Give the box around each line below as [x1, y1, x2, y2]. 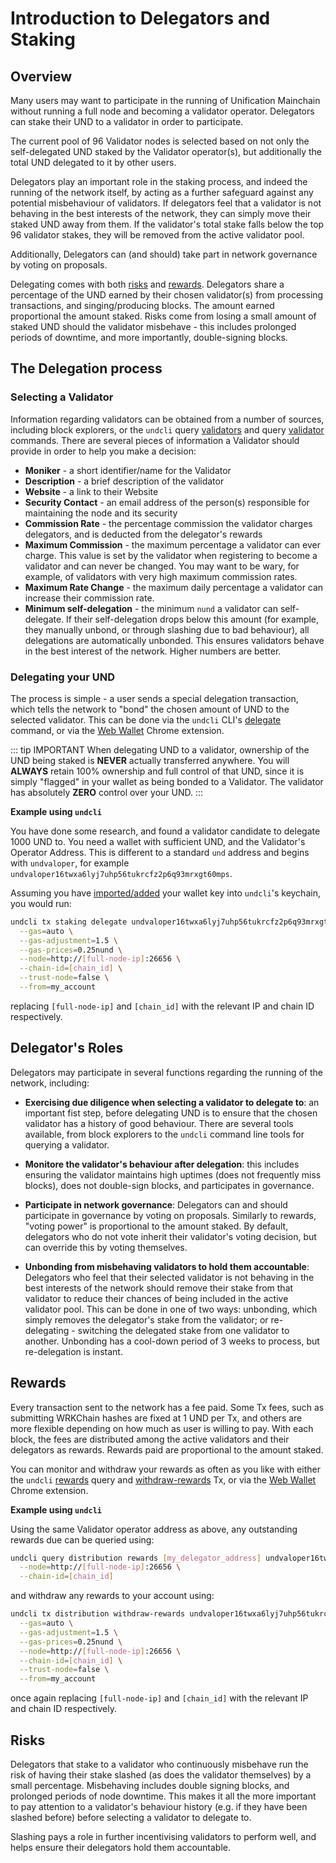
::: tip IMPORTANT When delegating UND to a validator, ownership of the [10, 743, 310, 756]
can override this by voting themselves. [24, 1241, 188, 1253]
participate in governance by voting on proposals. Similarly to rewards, [24, 1209, 317, 1221]
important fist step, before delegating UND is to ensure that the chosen [24, 1107, 318, 1119]
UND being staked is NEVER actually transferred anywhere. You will [10, 754, 290, 766]
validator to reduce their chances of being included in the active [24, 1292, 289, 1304]
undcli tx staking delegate [10, 917, 128, 927]
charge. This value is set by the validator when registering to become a [24, 549, 318, 561]
